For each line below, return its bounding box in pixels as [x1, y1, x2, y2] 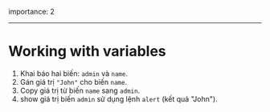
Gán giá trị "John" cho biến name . [19, 77, 127, 86]
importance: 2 [8, 7, 55, 16]
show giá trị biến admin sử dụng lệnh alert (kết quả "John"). [19, 94, 219, 103]
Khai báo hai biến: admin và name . [19, 68, 129, 78]
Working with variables [8, 42, 166, 61]
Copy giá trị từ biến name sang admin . [19, 86, 141, 95]
